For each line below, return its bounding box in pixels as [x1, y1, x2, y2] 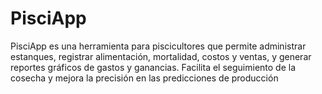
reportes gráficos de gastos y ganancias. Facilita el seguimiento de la [10, 61, 297, 73]
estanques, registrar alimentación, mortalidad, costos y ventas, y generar [10, 50, 312, 62]
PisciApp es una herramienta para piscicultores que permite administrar [10, 40, 307, 52]
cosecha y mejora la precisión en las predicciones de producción [10, 72, 279, 84]
